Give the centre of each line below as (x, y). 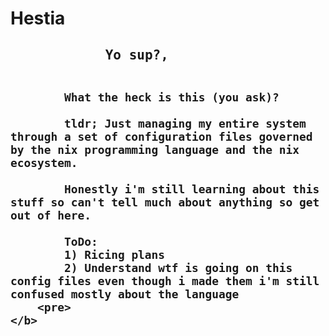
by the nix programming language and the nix (155, 149)
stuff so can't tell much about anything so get (165, 202)
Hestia (38, 18)
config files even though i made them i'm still (165, 280)
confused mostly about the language (125, 294)
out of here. (51, 215)
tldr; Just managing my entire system (185, 123)
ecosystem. (44, 162)
